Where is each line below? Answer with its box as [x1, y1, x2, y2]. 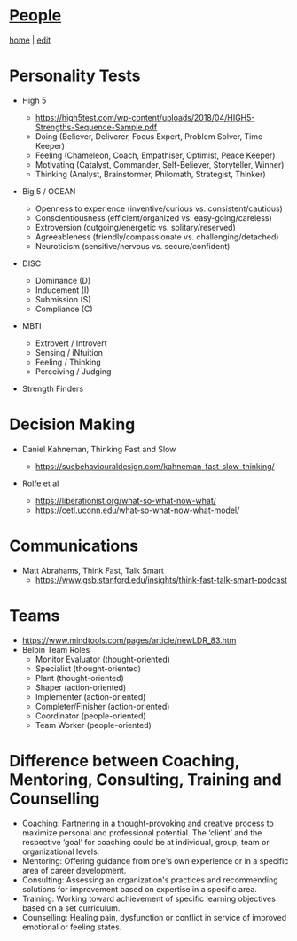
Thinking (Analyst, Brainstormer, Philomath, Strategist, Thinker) [35, 169, 266, 179]
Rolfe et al [21, 478, 59, 489]
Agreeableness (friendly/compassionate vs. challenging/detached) [35, 231, 279, 242]
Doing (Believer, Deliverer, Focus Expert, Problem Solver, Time [35, 130, 263, 142]
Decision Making [9, 414, 136, 435]
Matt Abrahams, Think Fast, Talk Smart [21, 565, 164, 576]
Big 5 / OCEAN [21, 185, 76, 196]
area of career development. [21, 865, 127, 875]
